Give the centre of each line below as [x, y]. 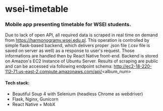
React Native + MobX [34, 104]
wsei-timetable [37, 9]
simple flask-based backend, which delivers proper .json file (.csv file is [78, 46]
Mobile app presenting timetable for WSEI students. [68, 25]
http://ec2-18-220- [133, 66]
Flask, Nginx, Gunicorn [35, 99]
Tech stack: [17, 83]
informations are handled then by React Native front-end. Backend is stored [81, 56]
